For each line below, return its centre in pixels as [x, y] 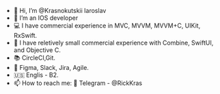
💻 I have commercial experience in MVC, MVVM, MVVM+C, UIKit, [107, 25]
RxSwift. [25, 35]
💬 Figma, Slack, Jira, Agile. [51, 68]
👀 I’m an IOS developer [46, 18]
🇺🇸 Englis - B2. [36, 75]
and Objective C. [37, 50]
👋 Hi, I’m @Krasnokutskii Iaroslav [60, 11]
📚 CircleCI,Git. [35, 58]
